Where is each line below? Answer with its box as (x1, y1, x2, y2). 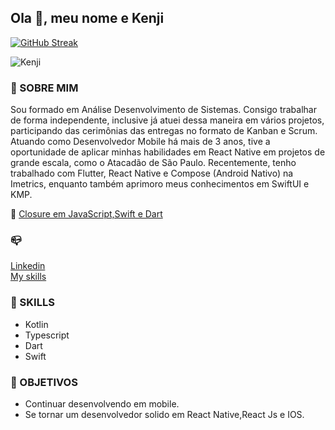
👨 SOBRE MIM (10, 81, 79, 95)
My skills (10, 271, 47, 283)
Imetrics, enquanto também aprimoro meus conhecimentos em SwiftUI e (10, 178, 310, 190)
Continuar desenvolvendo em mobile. (24, 398, 180, 410)
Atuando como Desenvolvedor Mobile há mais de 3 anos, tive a (10, 136, 271, 148)
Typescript (24, 329, 70, 341)
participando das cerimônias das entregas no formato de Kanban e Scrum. (10, 125, 318, 137)
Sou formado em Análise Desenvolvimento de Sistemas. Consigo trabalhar (10, 104, 317, 116)
